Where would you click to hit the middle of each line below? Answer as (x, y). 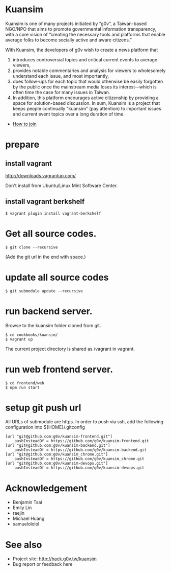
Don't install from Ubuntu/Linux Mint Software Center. (62, 186)
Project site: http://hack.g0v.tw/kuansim (54, 559)
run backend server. (49, 311)
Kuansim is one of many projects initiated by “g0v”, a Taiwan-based (76, 24)
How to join (24, 124)
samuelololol (26, 524)
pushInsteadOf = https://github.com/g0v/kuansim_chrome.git (79, 459)
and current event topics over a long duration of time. (68, 114)
